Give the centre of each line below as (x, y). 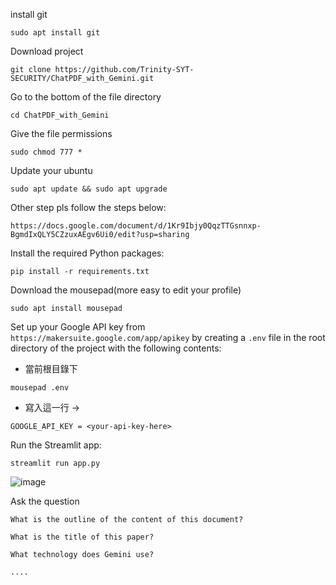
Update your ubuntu (51, 170)
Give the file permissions (61, 133)
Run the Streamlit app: (56, 445)
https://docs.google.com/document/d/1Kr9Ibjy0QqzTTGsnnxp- (136, 226)
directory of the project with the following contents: (116, 348)
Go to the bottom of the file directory (86, 97)
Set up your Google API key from (78, 327)
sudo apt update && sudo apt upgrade (89, 189)
